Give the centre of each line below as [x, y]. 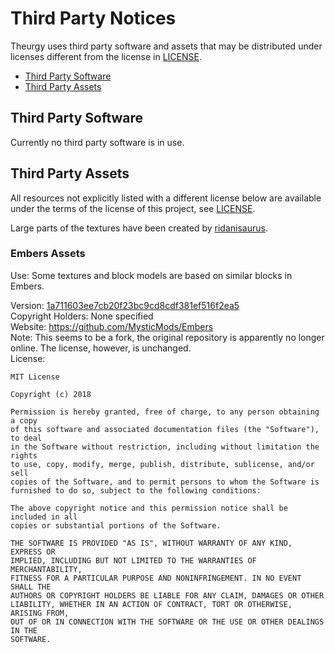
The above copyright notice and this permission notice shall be [149, 508]
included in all [44, 517]
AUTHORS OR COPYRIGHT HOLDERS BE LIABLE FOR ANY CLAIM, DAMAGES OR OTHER [167, 595]
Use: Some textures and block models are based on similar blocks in [151, 275]
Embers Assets [48, 254]
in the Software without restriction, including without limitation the [165, 447]
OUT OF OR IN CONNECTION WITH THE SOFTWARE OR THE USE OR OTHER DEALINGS [167, 622]
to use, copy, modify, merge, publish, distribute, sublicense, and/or [162, 464]
